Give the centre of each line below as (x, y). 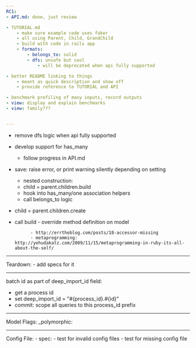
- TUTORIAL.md (23, 27)
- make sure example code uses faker (62, 33)
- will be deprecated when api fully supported (96, 66)
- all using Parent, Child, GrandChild (65, 39)
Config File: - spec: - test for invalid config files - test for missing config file (97, 338)
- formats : (30, 49)
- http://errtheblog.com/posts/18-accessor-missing (94, 232)
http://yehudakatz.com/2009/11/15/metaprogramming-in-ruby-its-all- (99, 243)
